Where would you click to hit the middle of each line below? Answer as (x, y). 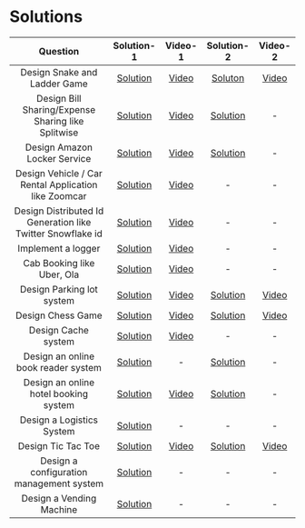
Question (59, 51)
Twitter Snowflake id (59, 234)
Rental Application (59, 184)
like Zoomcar (59, 195)
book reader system (59, 367)
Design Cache (59, 330)
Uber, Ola (59, 274)
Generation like (59, 222)
